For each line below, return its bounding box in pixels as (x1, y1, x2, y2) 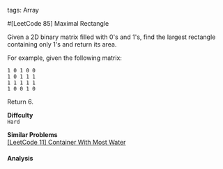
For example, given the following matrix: (7, 54, 122, 62)
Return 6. (7, 97, 33, 106)
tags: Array (7, 6, 40, 14)
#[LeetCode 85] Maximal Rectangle (7, 19, 109, 27)
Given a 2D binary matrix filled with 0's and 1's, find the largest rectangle (7, 33, 216, 41)
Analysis (7, 154, 33, 162)
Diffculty (7, 111, 33, 119)
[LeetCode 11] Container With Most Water (7, 138, 126, 146)
